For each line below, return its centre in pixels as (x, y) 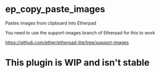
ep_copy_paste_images (55, 9)
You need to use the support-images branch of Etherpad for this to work (80, 32)
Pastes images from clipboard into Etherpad (51, 23)
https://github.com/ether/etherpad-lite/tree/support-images (67, 42)
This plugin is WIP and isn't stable (77, 63)
